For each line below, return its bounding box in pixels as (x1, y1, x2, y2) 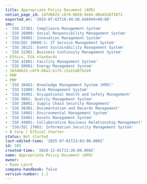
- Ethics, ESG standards (5, 54, 57, 59)
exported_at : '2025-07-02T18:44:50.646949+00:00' (5, 17, 112, 22)
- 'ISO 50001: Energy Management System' (5, 64, 94, 69)
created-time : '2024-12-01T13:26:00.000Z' (5, 148, 96, 153)
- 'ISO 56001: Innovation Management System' (5, 36, 102, 41)
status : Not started (5, 134, 49, 139)
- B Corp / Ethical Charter (5, 129, 64, 134)
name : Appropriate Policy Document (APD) (5, 153, 94, 158)
